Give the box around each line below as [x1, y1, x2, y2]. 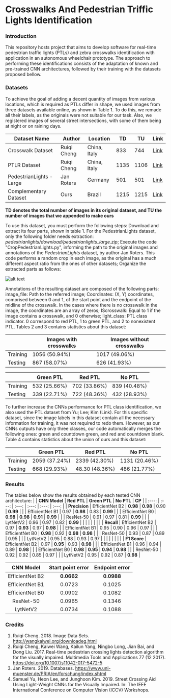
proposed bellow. [5, 71, 42, 78]
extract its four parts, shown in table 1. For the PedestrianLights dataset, [5, 228, 156, 234]
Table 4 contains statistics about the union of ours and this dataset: [5, 436, 147, 442]
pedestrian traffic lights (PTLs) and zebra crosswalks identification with [5, 50, 155, 56]
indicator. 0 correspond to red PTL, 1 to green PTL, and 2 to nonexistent [5, 318, 156, 324]
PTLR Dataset [8, 161, 41, 169]
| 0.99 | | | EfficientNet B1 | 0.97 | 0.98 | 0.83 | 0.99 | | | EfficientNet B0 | [5, 509, 157, 515]
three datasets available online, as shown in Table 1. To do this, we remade [5, 106, 162, 113]
